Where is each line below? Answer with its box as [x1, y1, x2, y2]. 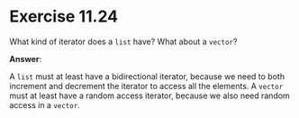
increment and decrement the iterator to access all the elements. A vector [9, 80, 284, 91]
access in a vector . [9, 99, 81, 110]
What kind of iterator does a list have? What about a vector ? [9, 36, 238, 47]
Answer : [9, 53, 42, 64]
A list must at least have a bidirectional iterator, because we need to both [9, 70, 285, 82]
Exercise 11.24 [9, 6, 119, 27]
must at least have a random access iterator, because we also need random [9, 90, 290, 101]
